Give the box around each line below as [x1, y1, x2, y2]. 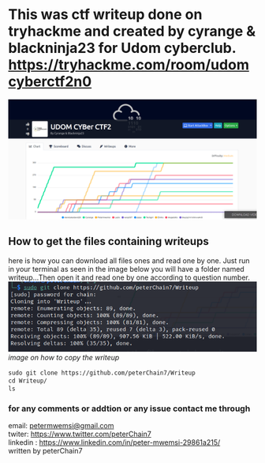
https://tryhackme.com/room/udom [8, 56, 250, 74]
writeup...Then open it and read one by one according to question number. [8, 273, 251, 282]
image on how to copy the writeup [8, 352, 120, 362]
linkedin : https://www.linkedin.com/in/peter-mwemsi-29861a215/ [8, 438, 221, 447]
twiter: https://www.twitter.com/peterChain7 [8, 429, 151, 439]
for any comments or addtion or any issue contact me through [8, 403, 251, 414]
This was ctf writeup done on [8, 6, 203, 24]
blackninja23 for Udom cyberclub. [8, 40, 237, 57]
